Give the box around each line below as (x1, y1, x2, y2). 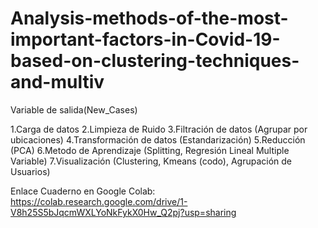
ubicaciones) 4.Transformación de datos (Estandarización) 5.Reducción (10, 133, 306, 146)
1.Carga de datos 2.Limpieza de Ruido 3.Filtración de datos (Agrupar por (10, 123, 308, 135)
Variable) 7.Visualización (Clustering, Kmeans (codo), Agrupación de (10, 155, 293, 167)
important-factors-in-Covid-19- (10, 28, 281, 51)
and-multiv (10, 71, 105, 94)
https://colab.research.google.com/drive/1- (10, 195, 188, 207)
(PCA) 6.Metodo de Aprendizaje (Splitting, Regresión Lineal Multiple (10, 144, 290, 156)
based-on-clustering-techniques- (10, 50, 300, 72)
